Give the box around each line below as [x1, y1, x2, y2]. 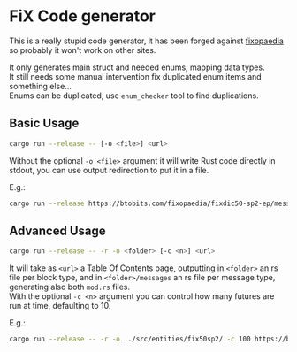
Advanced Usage [9, 223, 106, 238]
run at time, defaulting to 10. [9, 301, 111, 311]
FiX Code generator [9, 6, 156, 27]
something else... [9, 80, 72, 91]
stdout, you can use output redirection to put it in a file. [9, 165, 209, 175]
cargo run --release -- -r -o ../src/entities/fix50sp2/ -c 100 [9, 334, 251, 344]
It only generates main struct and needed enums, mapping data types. [9, 62, 265, 73]
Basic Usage [9, 116, 80, 131]
